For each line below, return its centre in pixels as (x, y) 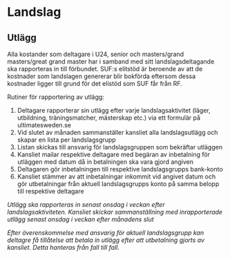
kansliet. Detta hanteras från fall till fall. (63, 247)
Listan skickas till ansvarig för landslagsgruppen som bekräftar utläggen (120, 147)
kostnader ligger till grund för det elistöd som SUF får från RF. (95, 83)
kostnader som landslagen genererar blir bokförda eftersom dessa (102, 76)
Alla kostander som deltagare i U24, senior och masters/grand (96, 54)
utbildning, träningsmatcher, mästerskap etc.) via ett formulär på (109, 118)
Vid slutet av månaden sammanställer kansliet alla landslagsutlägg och (117, 132)
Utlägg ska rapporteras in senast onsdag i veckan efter (86, 204)
